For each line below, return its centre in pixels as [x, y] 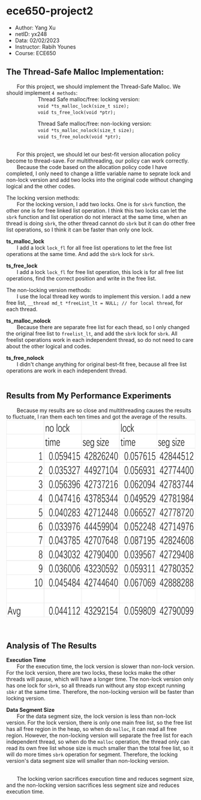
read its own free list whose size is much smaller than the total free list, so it [100, 748]
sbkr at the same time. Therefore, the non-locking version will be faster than [100, 692]
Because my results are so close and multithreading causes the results [104, 410]
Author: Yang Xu [35, 28]
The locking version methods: [43, 198]
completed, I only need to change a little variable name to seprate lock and [98, 173]
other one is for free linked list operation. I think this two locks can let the [96, 210]
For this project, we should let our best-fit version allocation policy [99, 154]
